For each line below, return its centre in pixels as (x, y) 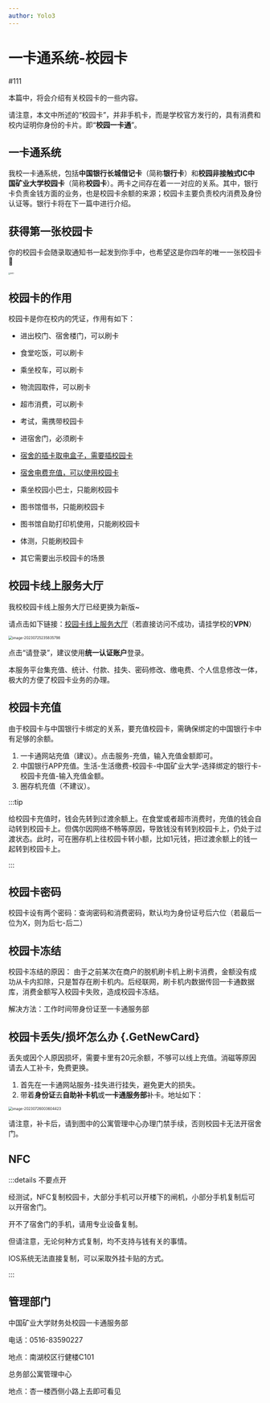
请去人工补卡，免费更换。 (51, 1068)
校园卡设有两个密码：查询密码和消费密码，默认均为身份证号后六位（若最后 (131, 913)
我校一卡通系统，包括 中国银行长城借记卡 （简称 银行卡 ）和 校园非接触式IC (128, 173)
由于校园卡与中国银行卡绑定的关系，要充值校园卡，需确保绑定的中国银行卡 (131, 728)
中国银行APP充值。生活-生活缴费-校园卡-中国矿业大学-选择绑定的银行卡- (141, 765)
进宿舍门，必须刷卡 (52, 438)
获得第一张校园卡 (51, 231)
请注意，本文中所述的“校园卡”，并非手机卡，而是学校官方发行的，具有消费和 (135, 114)
